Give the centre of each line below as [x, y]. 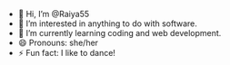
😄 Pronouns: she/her [58, 42]
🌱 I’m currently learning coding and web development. [120, 33]
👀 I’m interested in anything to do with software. [108, 23]
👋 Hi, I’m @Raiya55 [53, 14]
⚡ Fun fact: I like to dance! [67, 53]
